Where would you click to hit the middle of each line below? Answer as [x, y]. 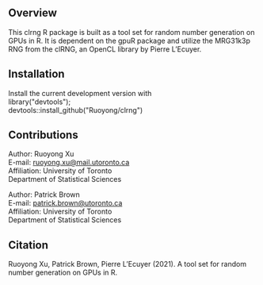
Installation [36, 74]
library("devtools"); [40, 102]
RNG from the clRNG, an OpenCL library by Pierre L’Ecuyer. [105, 49]
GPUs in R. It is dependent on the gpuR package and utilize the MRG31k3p [130, 40]
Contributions [43, 135]
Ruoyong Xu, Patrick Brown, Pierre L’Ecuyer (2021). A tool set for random [128, 264]
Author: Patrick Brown [44, 194]
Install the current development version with [80, 93]
